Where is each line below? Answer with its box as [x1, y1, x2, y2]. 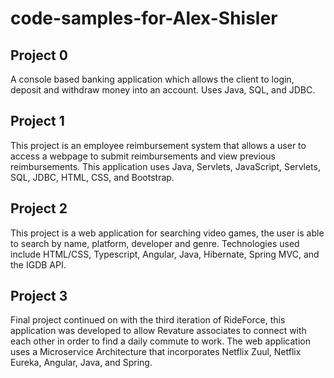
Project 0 [10, 47, 68, 64]
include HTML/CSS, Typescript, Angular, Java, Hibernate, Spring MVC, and [10, 248, 320, 260]
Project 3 [10, 288, 68, 305]
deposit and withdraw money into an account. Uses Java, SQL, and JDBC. [10, 84, 316, 96]
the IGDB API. [10, 258, 67, 271]
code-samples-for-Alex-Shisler [10, 7, 278, 30]
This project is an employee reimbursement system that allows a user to [10, 139, 307, 151]
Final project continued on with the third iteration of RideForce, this [10, 314, 286, 326]
